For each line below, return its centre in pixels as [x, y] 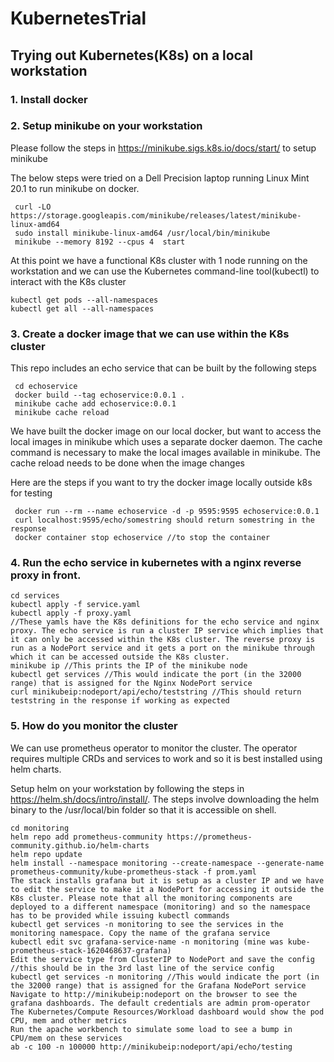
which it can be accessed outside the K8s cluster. [120, 657]
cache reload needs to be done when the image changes [127, 463]
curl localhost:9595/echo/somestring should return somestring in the [164, 520]
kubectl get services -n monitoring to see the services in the [147, 924]
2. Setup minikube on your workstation [106, 126]
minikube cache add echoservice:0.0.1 [95, 404]
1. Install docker [49, 99]
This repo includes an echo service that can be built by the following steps [163, 368]
